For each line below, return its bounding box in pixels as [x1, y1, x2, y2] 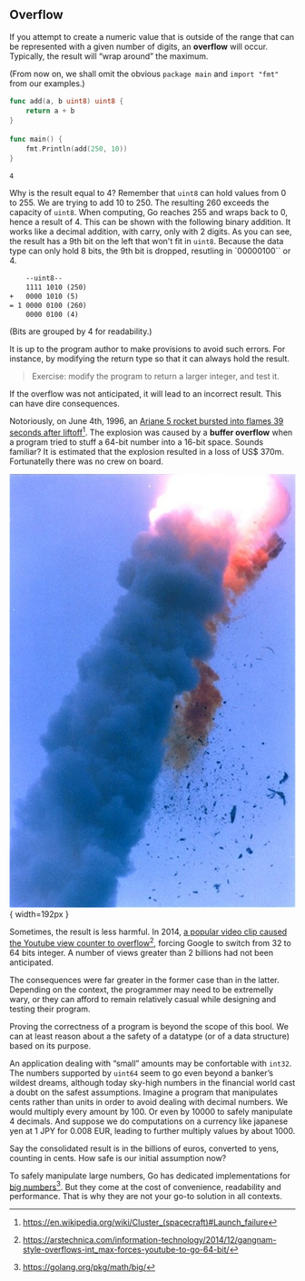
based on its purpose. [9, 1040, 92, 1051]
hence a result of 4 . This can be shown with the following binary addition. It [9, 216, 291, 227]
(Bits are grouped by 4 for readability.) [9, 326, 152, 337]
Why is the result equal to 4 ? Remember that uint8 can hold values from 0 [9, 187, 287, 198]
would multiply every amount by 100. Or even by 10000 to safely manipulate [9, 1106, 293, 1117]
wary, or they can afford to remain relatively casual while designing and [9, 993, 277, 1004]
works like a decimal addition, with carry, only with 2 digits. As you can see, [9, 226, 292, 237]
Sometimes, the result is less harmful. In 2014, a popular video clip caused [9, 926, 288, 938]
